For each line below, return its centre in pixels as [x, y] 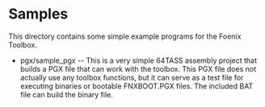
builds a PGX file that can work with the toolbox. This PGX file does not [138, 68]
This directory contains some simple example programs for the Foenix [125, 36]
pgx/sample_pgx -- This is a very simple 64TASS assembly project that [138, 60]
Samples [38, 14]
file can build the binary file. [66, 94]
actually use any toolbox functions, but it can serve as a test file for [132, 77]
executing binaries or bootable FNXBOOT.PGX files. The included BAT [137, 86]
